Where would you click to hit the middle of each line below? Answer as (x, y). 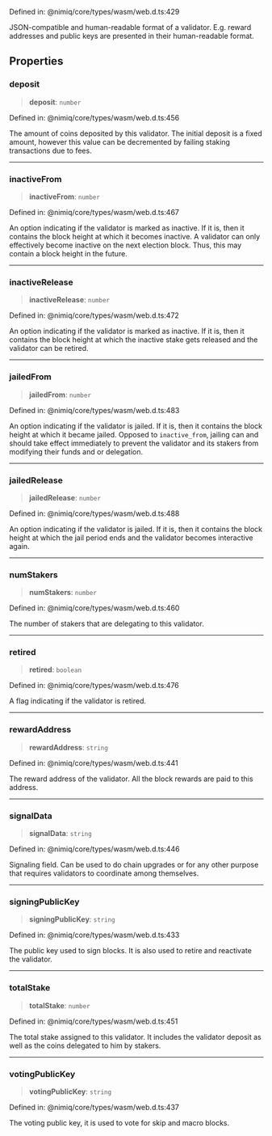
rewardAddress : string (68, 747)
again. (20, 546)
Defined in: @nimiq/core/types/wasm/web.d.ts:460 (94, 608)
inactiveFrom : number (64, 196)
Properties (36, 61)
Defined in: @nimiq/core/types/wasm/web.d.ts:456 (94, 117)
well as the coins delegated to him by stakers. (85, 1045)
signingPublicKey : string (72, 919)
